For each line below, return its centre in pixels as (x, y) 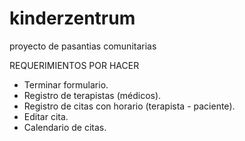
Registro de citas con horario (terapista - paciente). (129, 106)
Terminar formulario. (66, 84)
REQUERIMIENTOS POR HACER (74, 65)
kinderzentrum (72, 18)
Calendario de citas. (65, 127)
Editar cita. (46, 116)
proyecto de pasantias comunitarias (83, 46)
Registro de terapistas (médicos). (92, 95)
